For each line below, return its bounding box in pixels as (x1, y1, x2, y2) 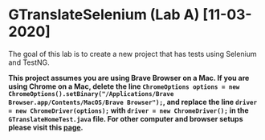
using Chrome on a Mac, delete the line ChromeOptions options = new (8, 82, 240, 91)
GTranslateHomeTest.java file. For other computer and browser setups (8, 114, 243, 123)
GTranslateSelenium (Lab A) (8, 6, 200, 24)
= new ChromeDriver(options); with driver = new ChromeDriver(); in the (8, 106, 249, 115)
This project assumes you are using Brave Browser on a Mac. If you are (8, 73, 250, 82)
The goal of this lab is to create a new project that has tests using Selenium (8, 49, 257, 58)
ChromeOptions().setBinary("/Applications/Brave (8, 90, 174, 98)
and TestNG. (8, 58, 50, 67)
